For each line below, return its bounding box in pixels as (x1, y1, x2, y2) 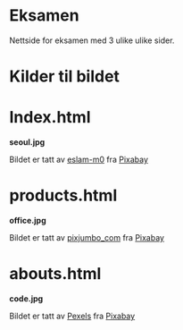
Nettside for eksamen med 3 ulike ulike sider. (9, 35, 175, 46)
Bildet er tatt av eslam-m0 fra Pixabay (9, 154, 149, 165)
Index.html (9, 107, 91, 128)
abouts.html (9, 264, 102, 284)
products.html (9, 185, 118, 206)
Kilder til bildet (9, 66, 121, 87)
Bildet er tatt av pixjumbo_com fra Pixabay (9, 233, 165, 242)
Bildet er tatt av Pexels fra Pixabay (9, 310, 136, 321)
